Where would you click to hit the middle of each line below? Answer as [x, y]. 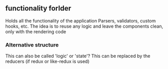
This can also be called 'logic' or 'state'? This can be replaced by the [78, 56]
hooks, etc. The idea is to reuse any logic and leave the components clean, [84, 26]
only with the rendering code [36, 31]
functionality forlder [38, 8]
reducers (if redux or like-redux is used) [47, 61]
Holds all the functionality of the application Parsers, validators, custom [81, 20]
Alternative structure [32, 44]
